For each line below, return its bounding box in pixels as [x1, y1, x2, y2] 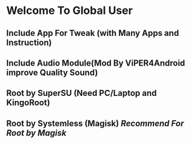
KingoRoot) [6, 98, 50, 108]
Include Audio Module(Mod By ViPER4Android [6, 58, 186, 68]
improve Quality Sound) [6, 67, 98, 78]
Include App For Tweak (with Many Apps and [6, 28, 179, 38]
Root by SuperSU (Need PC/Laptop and [6, 88, 157, 98]
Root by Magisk [6, 128, 67, 138]
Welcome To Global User [6, 4, 133, 18]
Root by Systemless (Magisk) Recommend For [6, 118, 184, 128]
